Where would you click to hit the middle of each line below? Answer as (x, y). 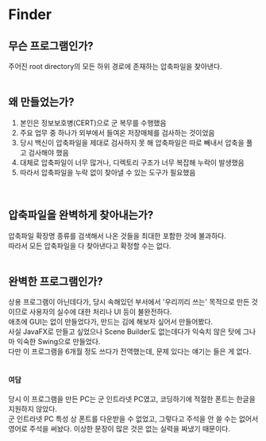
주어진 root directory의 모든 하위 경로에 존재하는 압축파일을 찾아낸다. (115, 66)
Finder (30, 15)
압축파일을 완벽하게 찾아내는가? (81, 215)
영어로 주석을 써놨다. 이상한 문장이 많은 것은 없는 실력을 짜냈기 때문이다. (119, 428)
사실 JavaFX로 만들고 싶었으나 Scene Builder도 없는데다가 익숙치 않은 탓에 (125, 332)
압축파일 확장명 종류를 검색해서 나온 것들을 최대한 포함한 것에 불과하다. (117, 236)
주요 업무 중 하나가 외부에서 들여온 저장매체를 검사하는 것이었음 (117, 132)
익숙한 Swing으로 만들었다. (58, 342)
